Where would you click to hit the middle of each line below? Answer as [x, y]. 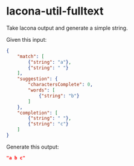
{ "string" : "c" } [48, 124]
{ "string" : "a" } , [49, 62]
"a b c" [16, 158]
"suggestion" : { [38, 79]
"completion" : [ [38, 113]
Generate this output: [33, 147]
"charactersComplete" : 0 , [61, 85]
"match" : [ [31, 56]
